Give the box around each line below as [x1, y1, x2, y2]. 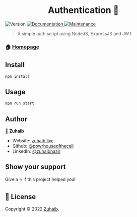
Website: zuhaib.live [12, 138, 54, 144]
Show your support [5, 163, 66, 171]
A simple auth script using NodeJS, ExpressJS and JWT [17, 30, 133, 36]
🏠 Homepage [5, 43, 40, 50]
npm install [5, 74, 30, 79]
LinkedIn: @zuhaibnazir [12, 148, 61, 154]
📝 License [5, 193, 36, 201]
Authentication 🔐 [48, 4, 119, 16]
